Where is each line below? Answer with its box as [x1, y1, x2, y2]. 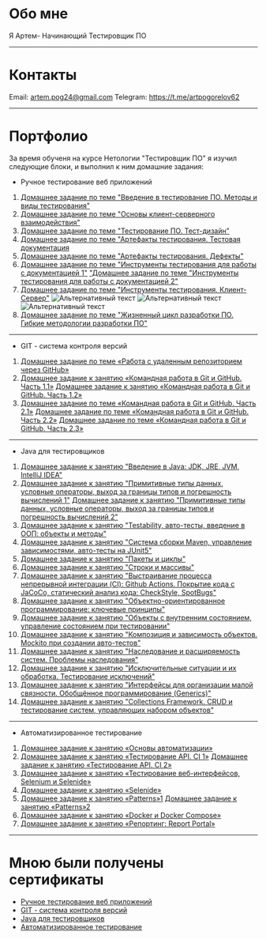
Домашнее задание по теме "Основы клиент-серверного [20, 209, 215, 218]
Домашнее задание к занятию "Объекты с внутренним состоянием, [20, 613, 252, 622]
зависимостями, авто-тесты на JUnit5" [20, 545, 152, 555]
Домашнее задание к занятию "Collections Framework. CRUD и [20, 696, 234, 706]
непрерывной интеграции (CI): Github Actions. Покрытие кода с [20, 579, 235, 589]
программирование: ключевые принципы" [20, 604, 165, 613]
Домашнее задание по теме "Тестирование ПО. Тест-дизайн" [20, 226, 230, 236]
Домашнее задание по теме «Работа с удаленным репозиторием [20, 356, 243, 366]
